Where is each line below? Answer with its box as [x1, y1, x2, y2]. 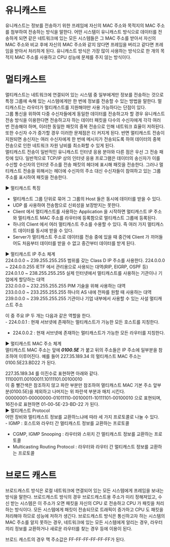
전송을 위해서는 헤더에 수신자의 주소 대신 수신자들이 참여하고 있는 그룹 [22, 168, 161, 174]
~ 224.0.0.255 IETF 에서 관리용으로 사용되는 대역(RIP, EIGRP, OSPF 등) [5, 264, 148, 270]
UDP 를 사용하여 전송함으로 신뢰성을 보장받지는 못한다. [12, 202, 121, 208]
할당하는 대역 [18, 276, 45, 282]
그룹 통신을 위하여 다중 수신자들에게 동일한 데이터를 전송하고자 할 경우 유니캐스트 [5, 110, 165, 117]
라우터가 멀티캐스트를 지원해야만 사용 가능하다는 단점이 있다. [27, 104, 146, 110]
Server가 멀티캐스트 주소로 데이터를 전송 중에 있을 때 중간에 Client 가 [12, 234, 150, 240]
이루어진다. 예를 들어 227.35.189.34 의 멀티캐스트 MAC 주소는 [18, 353, 142, 359]
